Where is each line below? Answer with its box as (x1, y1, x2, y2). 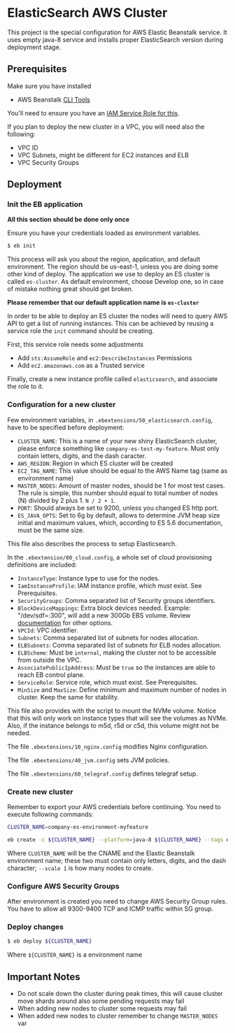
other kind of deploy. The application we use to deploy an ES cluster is (7, 270, 211, 278)
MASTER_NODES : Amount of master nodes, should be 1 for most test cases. (17, 481, 225, 490)
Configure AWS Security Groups (7, 881, 120, 891)
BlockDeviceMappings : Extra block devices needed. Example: (17, 604, 191, 612)
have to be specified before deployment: (7, 423, 124, 432)
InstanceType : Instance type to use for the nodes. (17, 574, 160, 582)
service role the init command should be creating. (7, 327, 155, 335)
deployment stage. (7, 43, 62, 51)
